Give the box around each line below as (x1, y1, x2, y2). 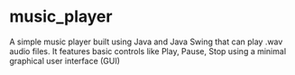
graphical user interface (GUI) (9, 55, 120, 66)
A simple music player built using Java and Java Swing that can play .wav (9, 36, 283, 47)
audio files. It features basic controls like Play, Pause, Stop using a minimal (9, 45, 287, 56)
